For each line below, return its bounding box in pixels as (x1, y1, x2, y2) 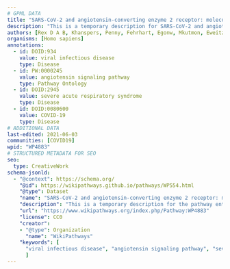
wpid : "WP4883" (7, 144, 51, 151)
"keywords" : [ (19, 239, 60, 246)
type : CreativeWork (13, 162, 69, 170)
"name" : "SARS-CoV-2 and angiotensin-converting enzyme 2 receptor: (19, 194, 219, 202)
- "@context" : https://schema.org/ (13, 175, 115, 182)
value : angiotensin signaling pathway (19, 73, 130, 81)
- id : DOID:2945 (13, 86, 60, 93)
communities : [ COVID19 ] (7, 138, 75, 144)
